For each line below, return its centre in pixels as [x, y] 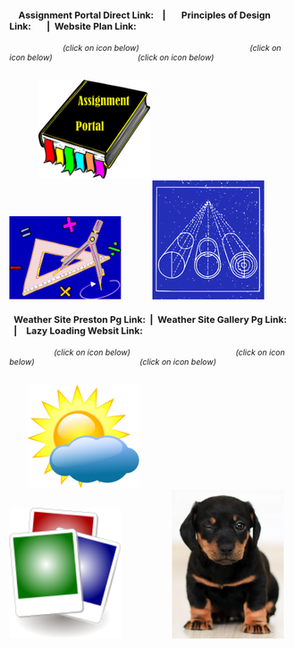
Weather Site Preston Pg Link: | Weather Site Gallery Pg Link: [150, 320]
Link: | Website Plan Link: [73, 26]
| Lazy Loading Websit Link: [78, 331]
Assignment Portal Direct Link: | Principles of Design [144, 15]
